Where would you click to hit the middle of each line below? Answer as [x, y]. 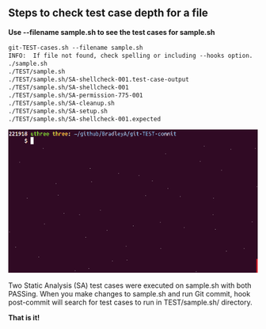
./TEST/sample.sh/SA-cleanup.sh [61, 103]
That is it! [24, 317]
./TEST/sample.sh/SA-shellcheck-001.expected [84, 119]
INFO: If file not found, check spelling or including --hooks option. [131, 55]
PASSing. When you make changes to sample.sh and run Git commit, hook [129, 293]
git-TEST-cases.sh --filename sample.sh [76, 48]
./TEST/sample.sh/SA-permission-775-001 [76, 95]
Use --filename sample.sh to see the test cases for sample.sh [112, 32]
